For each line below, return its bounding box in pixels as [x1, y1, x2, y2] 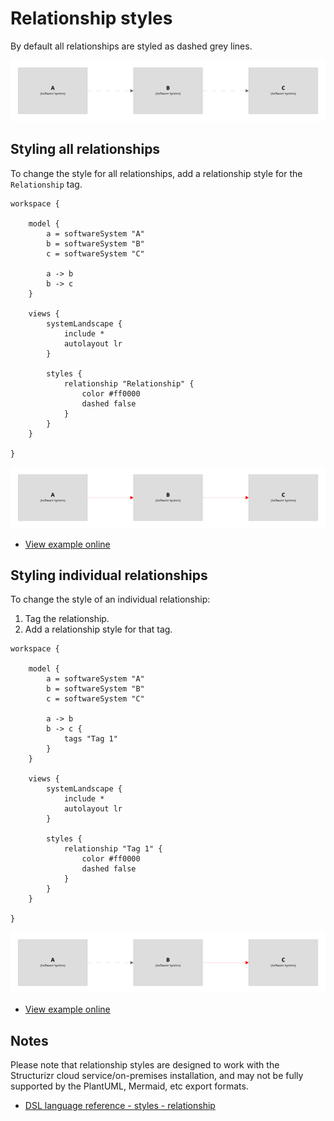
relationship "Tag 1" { [63, 844, 163, 854]
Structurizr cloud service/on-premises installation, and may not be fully [10, 1070, 304, 1082]
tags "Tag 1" [63, 734, 118, 744]
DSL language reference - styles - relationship [24, 1100, 216, 1112]
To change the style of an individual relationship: [10, 593, 211, 606]
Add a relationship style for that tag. [24, 623, 173, 636]
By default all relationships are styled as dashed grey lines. [10, 40, 253, 52]
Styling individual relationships [10, 567, 208, 584]
